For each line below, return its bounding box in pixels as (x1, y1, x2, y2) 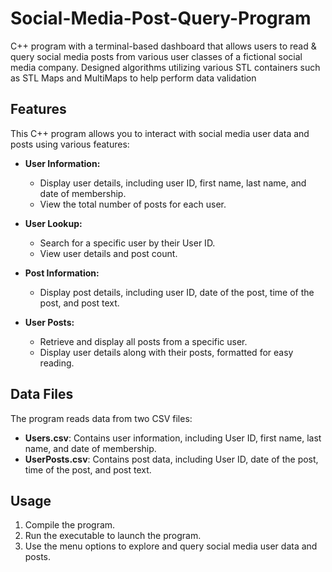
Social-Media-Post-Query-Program (10, 7, 312, 30)
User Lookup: (24, 217, 83, 229)
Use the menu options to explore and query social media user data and (24, 540, 318, 552)
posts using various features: (10, 138, 130, 150)
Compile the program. (24, 519, 116, 531)
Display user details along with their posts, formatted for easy (39, 346, 294, 358)
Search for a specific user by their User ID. (39, 237, 216, 249)
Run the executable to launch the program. (24, 530, 202, 542)
